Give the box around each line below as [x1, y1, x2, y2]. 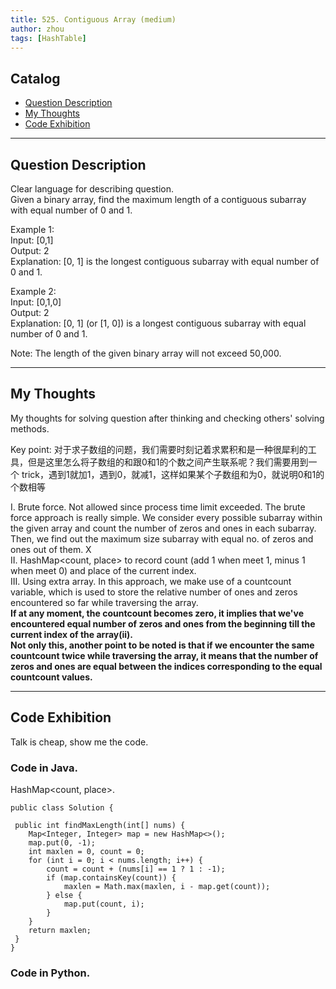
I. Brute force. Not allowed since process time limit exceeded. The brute [10, 501, 306, 513]
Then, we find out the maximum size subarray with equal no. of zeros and [10, 532, 314, 545]
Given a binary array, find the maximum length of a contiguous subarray [10, 194, 307, 205]
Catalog [10, 70, 61, 87]
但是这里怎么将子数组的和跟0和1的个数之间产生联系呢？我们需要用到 [27, 456, 309, 468]
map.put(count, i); [63, 899, 145, 909]
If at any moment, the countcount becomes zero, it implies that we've [10, 607, 305, 619]
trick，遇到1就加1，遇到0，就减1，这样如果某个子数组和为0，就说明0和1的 [21, 468, 325, 480]
